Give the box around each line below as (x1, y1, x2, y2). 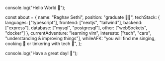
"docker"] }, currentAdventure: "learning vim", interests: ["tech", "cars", (5, 30, 152, 36)
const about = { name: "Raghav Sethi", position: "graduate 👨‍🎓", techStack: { (5, 14, 160, 20)
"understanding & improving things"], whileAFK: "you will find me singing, (5, 35, 156, 41)
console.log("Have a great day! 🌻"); (5, 50, 78, 56)
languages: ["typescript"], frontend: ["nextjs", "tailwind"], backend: (5, 20, 143, 25)
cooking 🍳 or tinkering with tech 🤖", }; (5, 41, 82, 47)
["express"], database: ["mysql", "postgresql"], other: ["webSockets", (5, 25, 148, 31)
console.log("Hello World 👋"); (5, 5, 66, 10)
